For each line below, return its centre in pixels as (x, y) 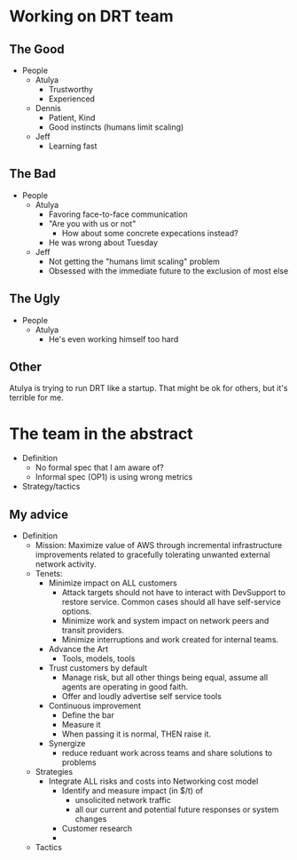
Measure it (81, 725)
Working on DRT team (92, 16)
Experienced (72, 99)
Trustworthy (70, 89)
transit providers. (93, 630)
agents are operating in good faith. (125, 687)
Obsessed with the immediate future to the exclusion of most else (168, 271)
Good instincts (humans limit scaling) (116, 127)
